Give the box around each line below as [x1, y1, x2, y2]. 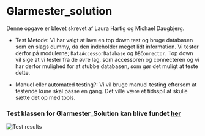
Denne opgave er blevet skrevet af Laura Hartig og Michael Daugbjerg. [6, 25, 185, 32]
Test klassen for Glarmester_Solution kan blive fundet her [6, 109, 182, 118]
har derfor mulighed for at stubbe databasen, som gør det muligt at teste [15, 62, 198, 70]
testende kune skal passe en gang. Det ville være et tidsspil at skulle [15, 87, 188, 94]
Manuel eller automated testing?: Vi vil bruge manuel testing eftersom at [15, 81, 197, 88]
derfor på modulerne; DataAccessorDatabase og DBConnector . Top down [15, 49, 194, 56]
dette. [15, 69, 31, 76]
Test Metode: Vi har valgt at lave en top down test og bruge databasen [15, 36, 193, 43]
